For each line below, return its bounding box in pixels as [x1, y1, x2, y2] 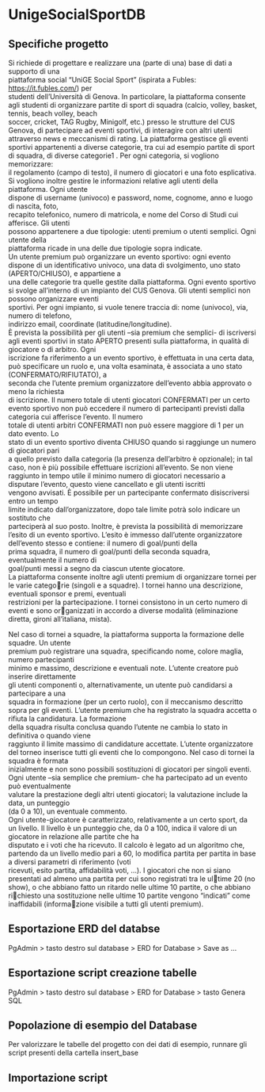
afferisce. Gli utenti [8, 218, 70, 228]
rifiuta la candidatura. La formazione [8, 714, 127, 723]
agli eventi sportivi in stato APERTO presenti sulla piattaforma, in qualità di [8, 336, 249, 346]
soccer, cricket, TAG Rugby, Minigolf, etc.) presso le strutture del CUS [8, 117, 236, 126]
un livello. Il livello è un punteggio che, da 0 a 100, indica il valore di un [8, 823, 237, 833]
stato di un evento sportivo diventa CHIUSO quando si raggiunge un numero [8, 438, 256, 446]
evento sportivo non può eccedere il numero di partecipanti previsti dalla [8, 404, 245, 413]
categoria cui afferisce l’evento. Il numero [8, 412, 143, 421]
